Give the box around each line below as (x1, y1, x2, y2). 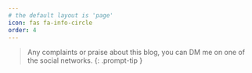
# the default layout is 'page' (8, 11, 113, 20)
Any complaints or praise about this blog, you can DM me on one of (27, 48, 245, 57)
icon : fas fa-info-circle (8, 19, 92, 27)
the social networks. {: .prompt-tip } (27, 56, 143, 65)
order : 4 (8, 26, 37, 34)
